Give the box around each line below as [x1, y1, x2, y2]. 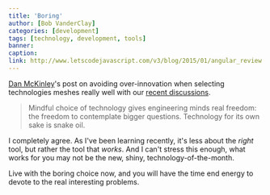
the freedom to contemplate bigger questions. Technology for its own [27, 111, 260, 121]
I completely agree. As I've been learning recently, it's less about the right [8, 135, 254, 145]
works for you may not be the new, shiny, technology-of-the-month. [8, 152, 234, 162]
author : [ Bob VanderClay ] [8, 19, 95, 27]
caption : [8, 49, 38, 57]
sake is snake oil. [27, 120, 86, 130]
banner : [8, 42, 35, 50]
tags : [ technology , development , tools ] [8, 34, 147, 43]
